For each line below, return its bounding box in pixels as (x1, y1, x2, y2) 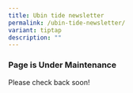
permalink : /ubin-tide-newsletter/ (8, 19, 126, 27)
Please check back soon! (8, 77, 90, 87)
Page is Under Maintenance (8, 60, 117, 71)
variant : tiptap (8, 26, 62, 34)
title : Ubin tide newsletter (8, 11, 104, 20)
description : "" (8, 33, 62, 42)
